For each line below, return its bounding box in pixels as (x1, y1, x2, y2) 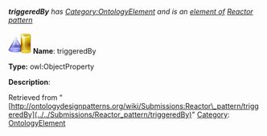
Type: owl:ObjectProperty (8, 62, 95, 71)
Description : (8, 78, 51, 86)
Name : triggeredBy (32, 46, 97, 55)
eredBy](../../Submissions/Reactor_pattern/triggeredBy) (8, 110, 192, 119)
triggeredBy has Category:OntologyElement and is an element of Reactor (8, 7, 253, 16)
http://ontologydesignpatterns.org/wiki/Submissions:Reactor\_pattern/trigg (10, 102, 259, 110)
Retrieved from (8, 93, 58, 102)
